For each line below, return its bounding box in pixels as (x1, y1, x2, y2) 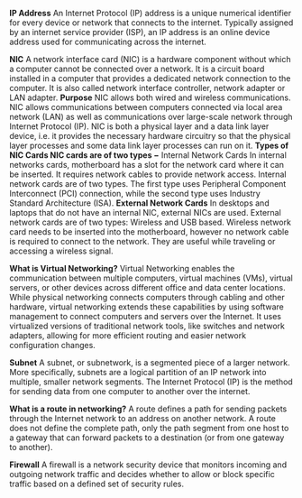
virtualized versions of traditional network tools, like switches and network (9, 320, 286, 331)
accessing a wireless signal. (9, 245, 114, 256)
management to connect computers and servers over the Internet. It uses (9, 311, 282, 321)
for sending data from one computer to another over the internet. (9, 386, 251, 396)
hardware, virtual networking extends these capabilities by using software (9, 301, 284, 312)
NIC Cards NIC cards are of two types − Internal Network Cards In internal (9, 150, 287, 161)
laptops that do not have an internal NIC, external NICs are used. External (9, 207, 281, 217)
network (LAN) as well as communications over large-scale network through (9, 112, 293, 122)
